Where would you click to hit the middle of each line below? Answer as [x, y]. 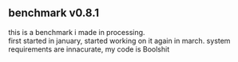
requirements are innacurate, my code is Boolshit [89, 49]
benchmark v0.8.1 [54, 13]
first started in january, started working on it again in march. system [119, 41]
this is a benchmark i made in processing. [77, 32]
